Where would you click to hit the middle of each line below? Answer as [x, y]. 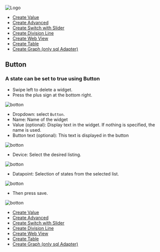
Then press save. [30, 193]
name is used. [27, 130]
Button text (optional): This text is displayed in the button [71, 135]
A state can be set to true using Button [53, 79]
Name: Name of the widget [40, 119]
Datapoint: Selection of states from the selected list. [66, 173]
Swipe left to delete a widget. [42, 89]
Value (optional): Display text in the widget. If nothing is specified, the [84, 125]
